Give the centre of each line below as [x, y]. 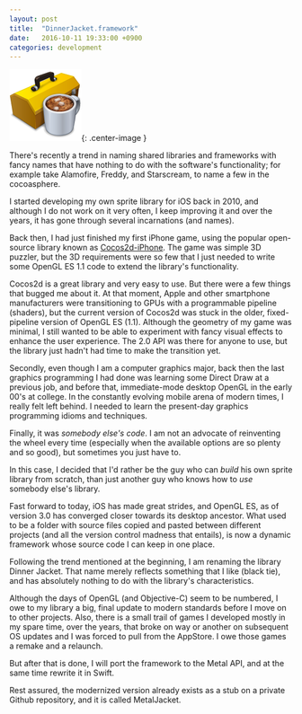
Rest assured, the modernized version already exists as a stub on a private [147, 691]
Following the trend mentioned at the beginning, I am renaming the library [145, 562]
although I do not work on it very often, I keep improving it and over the [141, 211]
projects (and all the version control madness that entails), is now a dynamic [150, 535]
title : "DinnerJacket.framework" [74, 28]
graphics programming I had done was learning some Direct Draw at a [139, 378]
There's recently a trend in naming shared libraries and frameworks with [143, 155]
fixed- [278, 313]
